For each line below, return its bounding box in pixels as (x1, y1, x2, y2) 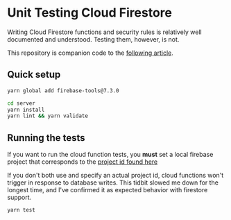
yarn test (7, 207, 36, 214)
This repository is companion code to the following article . (7, 49, 173, 57)
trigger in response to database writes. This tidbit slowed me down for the (7, 178, 219, 187)
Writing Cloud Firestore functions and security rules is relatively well (7, 28, 203, 36)
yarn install (7, 106, 45, 113)
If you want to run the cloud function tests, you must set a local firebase (7, 151, 214, 159)
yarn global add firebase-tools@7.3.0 (7, 87, 119, 94)
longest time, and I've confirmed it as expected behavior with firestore (7, 186, 208, 194)
